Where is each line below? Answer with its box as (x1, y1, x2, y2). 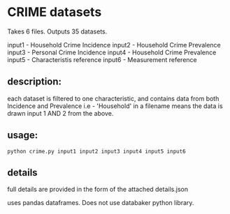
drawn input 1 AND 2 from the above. (7, 109, 114, 117)
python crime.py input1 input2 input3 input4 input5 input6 (7, 148, 187, 155)
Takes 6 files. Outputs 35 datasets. (7, 27, 108, 36)
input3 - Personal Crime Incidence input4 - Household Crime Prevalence (7, 48, 217, 56)
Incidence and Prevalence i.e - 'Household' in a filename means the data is (7, 102, 223, 110)
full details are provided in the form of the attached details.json (7, 185, 189, 194)
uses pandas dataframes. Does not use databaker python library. (7, 199, 194, 207)
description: (7, 76, 62, 88)
